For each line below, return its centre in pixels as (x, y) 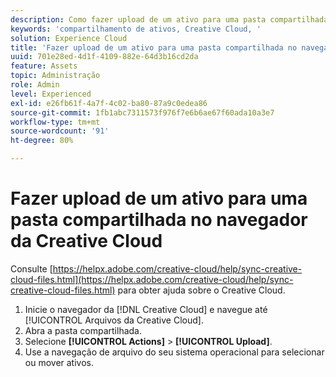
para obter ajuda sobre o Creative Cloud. (201, 290)
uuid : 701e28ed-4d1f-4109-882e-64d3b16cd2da (104, 57)
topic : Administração (55, 76)
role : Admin (35, 85)
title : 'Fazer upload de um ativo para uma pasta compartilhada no (154, 47)
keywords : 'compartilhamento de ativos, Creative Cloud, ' (136, 29)
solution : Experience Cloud (69, 38)
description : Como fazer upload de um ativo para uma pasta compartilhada (169, 19)
